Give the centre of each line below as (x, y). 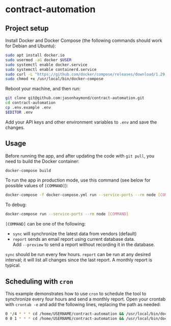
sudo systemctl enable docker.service (46, 65)
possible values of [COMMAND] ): (37, 186)
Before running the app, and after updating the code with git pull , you (80, 156)
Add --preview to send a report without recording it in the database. (84, 245)
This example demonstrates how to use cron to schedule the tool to (76, 294)
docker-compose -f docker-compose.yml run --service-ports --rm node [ (83, 195)
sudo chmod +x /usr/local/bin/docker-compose (54, 79)
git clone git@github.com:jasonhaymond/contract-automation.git (75, 98)
